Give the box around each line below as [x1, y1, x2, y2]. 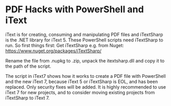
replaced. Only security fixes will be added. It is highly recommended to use [5, 83, 166, 90]
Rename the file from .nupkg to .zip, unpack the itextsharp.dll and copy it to [5, 57, 165, 63]
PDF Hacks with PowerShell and [5, 4, 144, 15]
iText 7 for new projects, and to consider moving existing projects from [5, 89, 155, 95]
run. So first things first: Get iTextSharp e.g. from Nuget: [5, 42, 124, 48]
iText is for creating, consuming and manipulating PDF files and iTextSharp [5, 31, 163, 37]
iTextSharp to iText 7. [5, 95, 50, 101]
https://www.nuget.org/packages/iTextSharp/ [5, 48, 102, 54]
